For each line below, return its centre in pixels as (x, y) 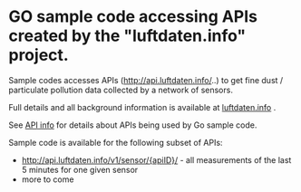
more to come (48, 179)
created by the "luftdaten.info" (127, 36)
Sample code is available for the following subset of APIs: (116, 142)
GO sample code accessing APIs (133, 17)
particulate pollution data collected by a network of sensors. (121, 90)
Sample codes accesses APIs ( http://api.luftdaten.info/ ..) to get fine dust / (146, 80)
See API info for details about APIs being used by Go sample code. (133, 125)
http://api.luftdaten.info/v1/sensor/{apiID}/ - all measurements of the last (156, 159)
